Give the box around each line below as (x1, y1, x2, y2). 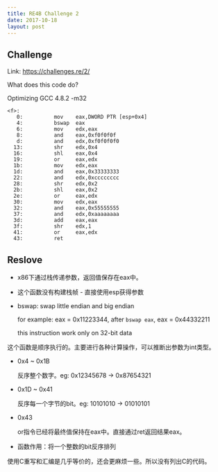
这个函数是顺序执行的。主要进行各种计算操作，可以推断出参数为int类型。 (7, 343, 215, 351)
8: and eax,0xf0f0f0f (16, 132, 117, 139)
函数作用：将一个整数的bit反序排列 (17, 442, 117, 450)
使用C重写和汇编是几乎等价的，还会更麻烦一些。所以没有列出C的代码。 (7, 457, 211, 465)
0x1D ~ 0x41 (17, 385, 53, 393)
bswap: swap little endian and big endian (17, 302, 135, 310)
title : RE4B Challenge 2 (7, 10, 79, 17)
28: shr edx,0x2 (13, 180, 98, 187)
